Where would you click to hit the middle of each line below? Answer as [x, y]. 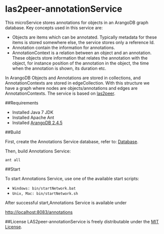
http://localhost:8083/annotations [39, 212]
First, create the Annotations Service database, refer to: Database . [72, 141]
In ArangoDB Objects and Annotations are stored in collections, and [73, 78]
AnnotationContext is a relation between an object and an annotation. [82, 53]
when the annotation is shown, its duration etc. [59, 68]
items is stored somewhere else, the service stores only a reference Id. [83, 42]
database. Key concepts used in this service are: [54, 27]
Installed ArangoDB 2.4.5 [37, 123]
